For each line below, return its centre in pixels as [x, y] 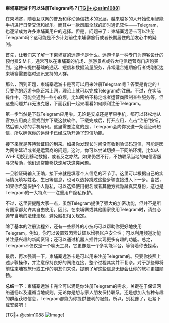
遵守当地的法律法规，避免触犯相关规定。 [47, 216]
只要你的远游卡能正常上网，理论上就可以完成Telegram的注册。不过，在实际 [83, 91]
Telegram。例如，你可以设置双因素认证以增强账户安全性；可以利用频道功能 [83, 233]
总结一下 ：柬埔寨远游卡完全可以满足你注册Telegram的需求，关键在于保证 [81, 286]
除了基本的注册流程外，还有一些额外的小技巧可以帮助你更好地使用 [73, 226]
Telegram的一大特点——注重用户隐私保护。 [50, 192]
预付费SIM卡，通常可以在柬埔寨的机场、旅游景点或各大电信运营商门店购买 [82, 61]
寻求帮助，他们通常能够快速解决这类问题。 [49, 163]
